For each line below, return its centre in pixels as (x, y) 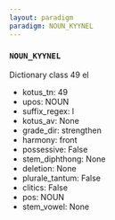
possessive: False (55, 149)
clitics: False (45, 187)
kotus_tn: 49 (45, 92)
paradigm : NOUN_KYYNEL (51, 26)
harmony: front (49, 139)
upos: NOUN (45, 101)
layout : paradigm (41, 18)
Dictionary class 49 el (49, 75)
